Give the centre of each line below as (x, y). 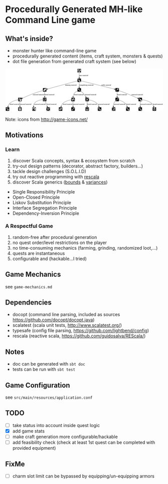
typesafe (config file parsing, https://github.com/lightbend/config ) (81, 331)
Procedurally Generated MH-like (74, 9)
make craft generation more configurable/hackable (65, 437)
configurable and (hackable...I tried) (49, 259)
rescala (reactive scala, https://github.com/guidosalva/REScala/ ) (79, 336)
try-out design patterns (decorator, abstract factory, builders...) (78, 166)
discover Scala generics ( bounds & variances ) (60, 182)
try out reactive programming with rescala (56, 176)
